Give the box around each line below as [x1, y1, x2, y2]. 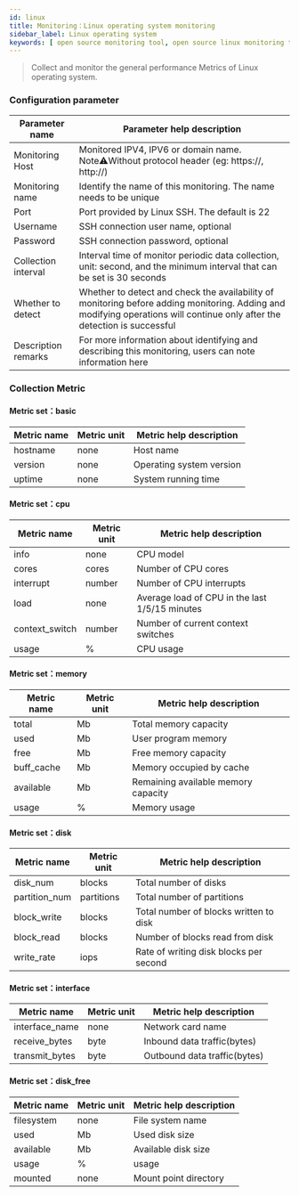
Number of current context [136, 616, 249, 629]
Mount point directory [133, 1172, 224, 1184]
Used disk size [133, 1128, 195, 1141]
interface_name [13, 1021, 79, 1033]
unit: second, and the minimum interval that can [78, 260, 278, 273]
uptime [13, 473, 43, 485]
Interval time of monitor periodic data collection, [78, 248, 279, 261]
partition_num [13, 891, 72, 904]
